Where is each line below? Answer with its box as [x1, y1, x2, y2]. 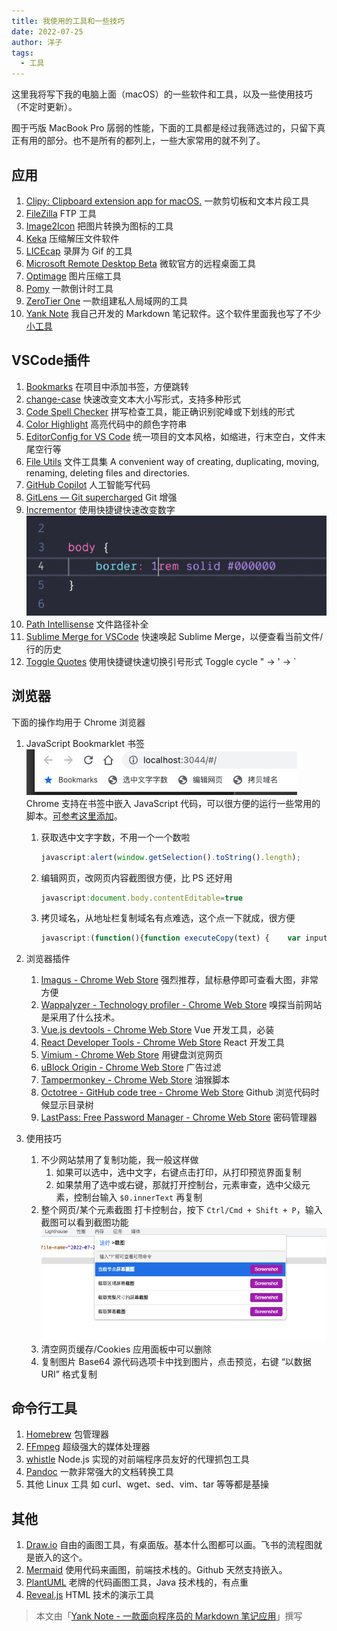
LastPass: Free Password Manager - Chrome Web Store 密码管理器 [40, 1111, 318, 1124]
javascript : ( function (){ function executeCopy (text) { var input [40, 933, 328, 944]
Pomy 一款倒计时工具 [25, 282, 114, 294]
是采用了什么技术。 [40, 1011, 121, 1024]
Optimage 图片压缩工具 [25, 270, 122, 282]
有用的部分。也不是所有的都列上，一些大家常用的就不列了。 [19, 135, 266, 147]
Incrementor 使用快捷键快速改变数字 [25, 503, 176, 515]
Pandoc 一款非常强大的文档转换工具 [25, 1466, 174, 1478]
